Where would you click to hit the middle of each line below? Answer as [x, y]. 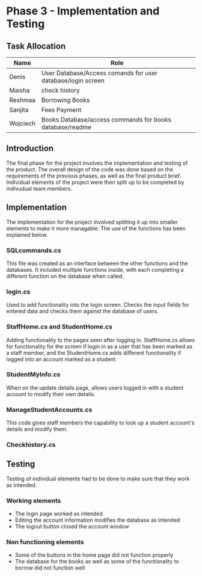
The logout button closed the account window [72, 527]
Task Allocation [36, 46]
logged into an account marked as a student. [62, 359]
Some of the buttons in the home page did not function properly [94, 555]
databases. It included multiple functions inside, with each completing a [95, 269]
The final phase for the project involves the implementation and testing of [97, 163]
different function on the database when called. [65, 276]
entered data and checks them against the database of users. [82, 311]
